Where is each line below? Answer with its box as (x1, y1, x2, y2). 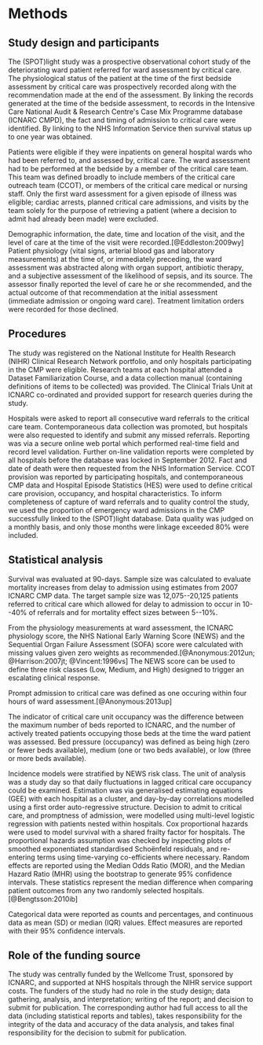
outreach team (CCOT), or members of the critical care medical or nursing (8, 181, 248, 189)
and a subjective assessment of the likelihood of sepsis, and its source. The (8, 271, 254, 280)
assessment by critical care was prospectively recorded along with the (8, 82, 237, 91)
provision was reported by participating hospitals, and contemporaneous (8, 472, 243, 481)
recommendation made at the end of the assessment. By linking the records (8, 90, 254, 99)
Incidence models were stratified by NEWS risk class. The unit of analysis (8, 768, 246, 778)
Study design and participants (8, 36, 159, 50)
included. (8, 530, 38, 539)
